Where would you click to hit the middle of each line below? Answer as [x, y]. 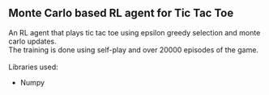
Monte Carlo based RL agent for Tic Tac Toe [121, 13]
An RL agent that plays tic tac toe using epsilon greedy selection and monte [134, 32]
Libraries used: [33, 67]
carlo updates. [32, 41]
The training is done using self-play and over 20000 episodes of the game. [134, 50]
